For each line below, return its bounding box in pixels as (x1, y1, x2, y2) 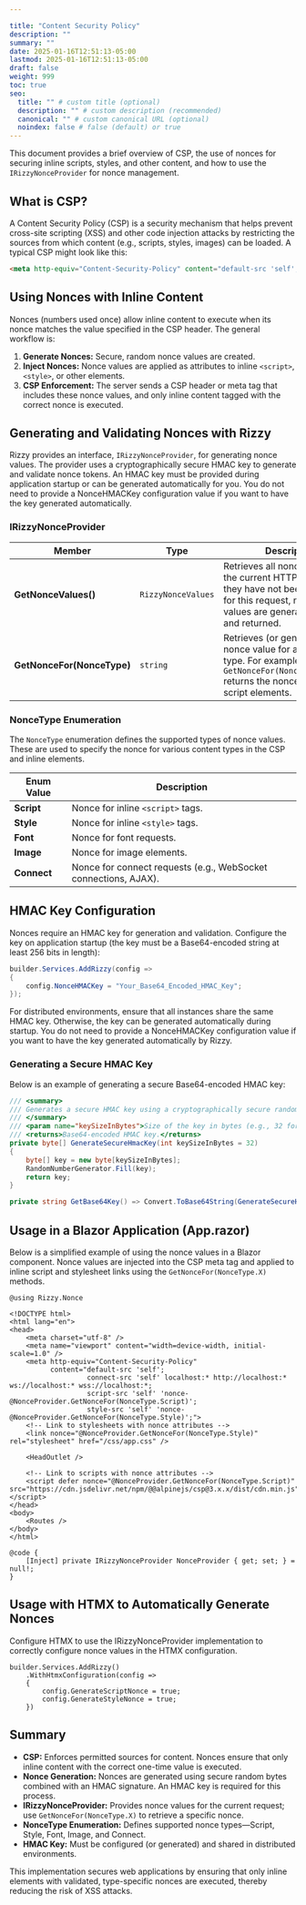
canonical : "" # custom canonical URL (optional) (17, 115, 209, 124)
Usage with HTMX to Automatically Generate (9, 1597, 270, 1613)
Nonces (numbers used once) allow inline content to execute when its (9, 313, 271, 324)
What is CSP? (9, 193, 88, 209)
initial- (233, 1340, 267, 1350)
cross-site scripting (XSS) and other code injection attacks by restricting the (9, 227, 295, 238)
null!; (9, 1564, 35, 1574)
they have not (222, 582, 282, 595)
